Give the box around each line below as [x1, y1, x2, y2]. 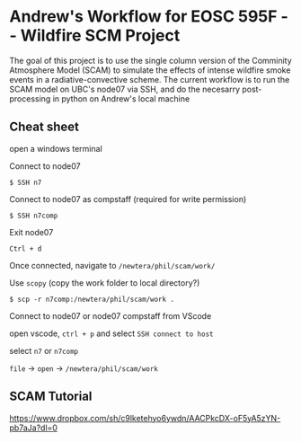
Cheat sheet [9, 119, 79, 135]
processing [9, 93, 51, 104]
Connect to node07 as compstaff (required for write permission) [9, 193, 247, 204]
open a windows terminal [9, 143, 103, 154]
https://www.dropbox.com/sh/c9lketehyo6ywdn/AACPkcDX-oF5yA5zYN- [9, 412, 281, 423]
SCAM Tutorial [9, 389, 93, 404]
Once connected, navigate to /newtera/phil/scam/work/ [9, 260, 216, 270]
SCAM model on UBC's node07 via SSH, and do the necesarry [9, 84, 241, 94]
